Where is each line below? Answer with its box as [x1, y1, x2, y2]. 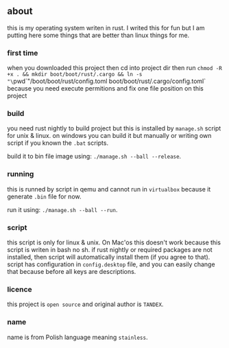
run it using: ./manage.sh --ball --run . [7, 205, 118, 213]
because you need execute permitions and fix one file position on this [7, 84, 204, 93]
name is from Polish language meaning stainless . [7, 333, 148, 341]
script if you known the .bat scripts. [7, 139, 108, 147]
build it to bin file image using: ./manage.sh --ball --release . [7, 152, 182, 161]
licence [7, 284, 32, 294]
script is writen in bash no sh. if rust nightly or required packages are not [7, 246, 213, 253]
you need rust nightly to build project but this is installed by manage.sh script [7, 124, 221, 132]
